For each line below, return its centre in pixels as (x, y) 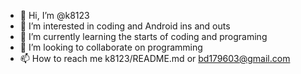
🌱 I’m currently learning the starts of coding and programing (143, 36)
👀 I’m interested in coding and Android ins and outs (125, 26)
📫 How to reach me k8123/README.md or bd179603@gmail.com (155, 58)
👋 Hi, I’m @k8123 (54, 15)
